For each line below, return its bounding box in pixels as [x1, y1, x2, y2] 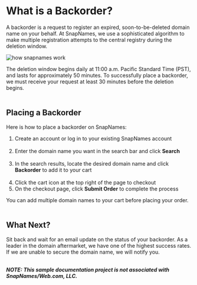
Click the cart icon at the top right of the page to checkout [14, 179, 156, 186]
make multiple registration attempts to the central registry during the [6, 36, 172, 43]
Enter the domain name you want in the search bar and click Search [14, 147, 180, 154]
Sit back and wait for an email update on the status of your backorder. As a [6, 235, 188, 243]
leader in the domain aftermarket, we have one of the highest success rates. [6, 242, 192, 249]
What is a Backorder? [6, 4, 113, 18]
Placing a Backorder [6, 108, 81, 118]
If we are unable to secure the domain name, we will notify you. [6, 248, 160, 255]
